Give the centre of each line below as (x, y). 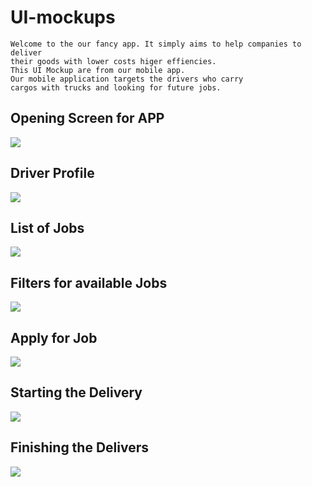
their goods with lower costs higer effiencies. (113, 61)
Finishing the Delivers (80, 447)
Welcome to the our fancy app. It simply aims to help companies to (156, 44)
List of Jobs (47, 227)
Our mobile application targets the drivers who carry (127, 79)
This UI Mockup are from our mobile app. (98, 70)
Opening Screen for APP (87, 118)
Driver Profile (52, 173)
